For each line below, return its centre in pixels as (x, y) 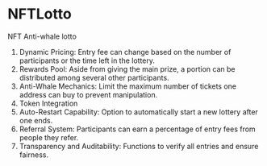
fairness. (34, 155)
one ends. (36, 120)
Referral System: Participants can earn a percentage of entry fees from (137, 129)
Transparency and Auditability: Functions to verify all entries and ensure (139, 146)
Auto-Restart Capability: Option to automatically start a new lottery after (139, 112)
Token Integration (48, 103)
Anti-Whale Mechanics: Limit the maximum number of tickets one (128, 86)
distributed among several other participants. (94, 77)
